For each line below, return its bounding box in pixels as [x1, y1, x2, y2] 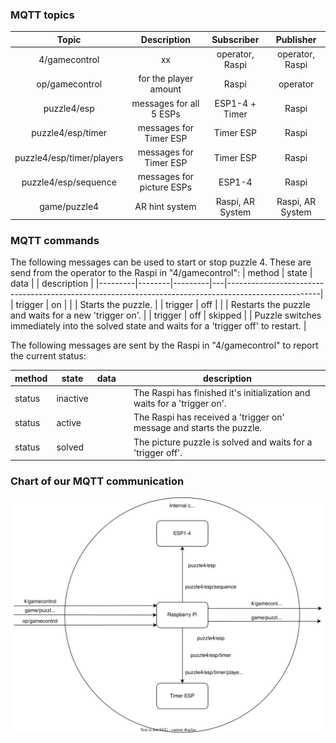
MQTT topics [10, 8, 75, 22]
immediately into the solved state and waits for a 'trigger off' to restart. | [10, 320, 307, 332]
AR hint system [134, 201, 197, 213]
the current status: [10, 350, 87, 362]
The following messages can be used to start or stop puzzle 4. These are [10, 256, 312, 268]
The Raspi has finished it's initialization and [133, 387, 311, 399]
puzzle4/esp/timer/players [14, 151, 124, 163]
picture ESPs [139, 181, 193, 193]
